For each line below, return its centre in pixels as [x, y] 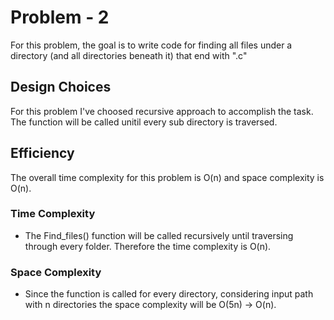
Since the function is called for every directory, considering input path [169, 294]
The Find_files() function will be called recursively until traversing [159, 235]
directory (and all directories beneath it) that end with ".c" [129, 55]
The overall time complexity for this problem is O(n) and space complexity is [167, 177]
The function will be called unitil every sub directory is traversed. [144, 122]
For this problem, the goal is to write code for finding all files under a [151, 45]
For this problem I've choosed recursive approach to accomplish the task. [162, 111]
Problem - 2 [60, 17]
